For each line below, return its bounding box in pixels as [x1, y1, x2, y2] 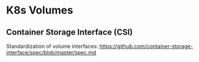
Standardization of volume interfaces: [6, 43, 99, 50]
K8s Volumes [6, 4, 73, 17]
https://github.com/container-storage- [99, 43, 193, 50]
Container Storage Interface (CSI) [6, 27, 133, 37]
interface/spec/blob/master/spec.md [6, 49, 96, 56]
